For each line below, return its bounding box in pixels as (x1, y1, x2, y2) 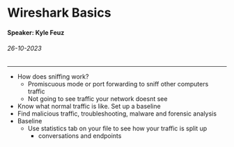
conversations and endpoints (38, 131, 122, 140)
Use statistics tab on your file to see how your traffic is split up (27, 124, 208, 132)
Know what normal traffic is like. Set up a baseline (17, 102, 162, 110)
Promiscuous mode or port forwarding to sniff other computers (27, 79, 209, 88)
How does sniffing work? (17, 72, 89, 81)
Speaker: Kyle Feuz (7, 28, 65, 36)
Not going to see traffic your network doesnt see (27, 94, 168, 102)
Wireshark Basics (7, 5, 111, 21)
